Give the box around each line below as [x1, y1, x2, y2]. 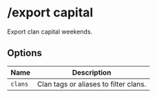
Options [7, 47, 43, 59]
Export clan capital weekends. [7, 27, 93, 36]
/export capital [7, 5, 94, 21]
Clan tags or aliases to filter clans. [36, 79, 147, 88]
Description [72, 67, 112, 77]
